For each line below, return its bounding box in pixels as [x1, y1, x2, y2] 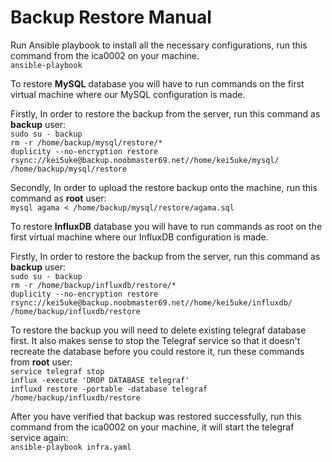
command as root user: [10, 192, 107, 204]
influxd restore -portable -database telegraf [10, 384, 208, 394]
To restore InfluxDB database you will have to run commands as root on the [10, 220, 323, 232]
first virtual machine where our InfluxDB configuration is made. [10, 231, 269, 243]
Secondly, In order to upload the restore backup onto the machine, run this [10, 181, 318, 193]
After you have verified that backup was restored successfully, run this [10, 410, 302, 422]
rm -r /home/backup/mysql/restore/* [10, 137, 163, 148]
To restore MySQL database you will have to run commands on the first [10, 77, 305, 90]
